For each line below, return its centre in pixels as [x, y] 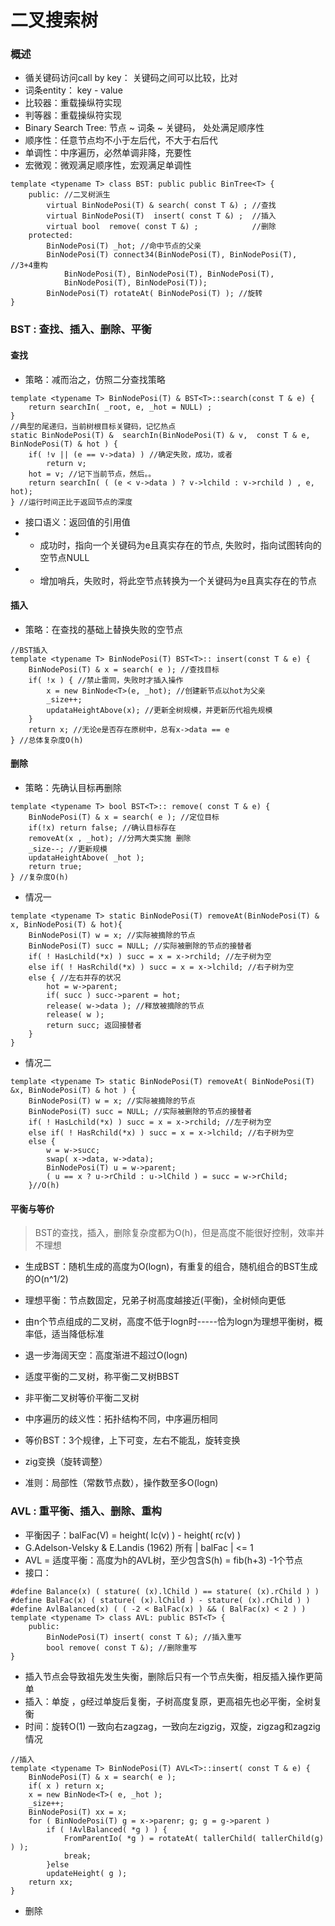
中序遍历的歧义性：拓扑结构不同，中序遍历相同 [121, 1419]
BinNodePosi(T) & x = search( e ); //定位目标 [124, 817]
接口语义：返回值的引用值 [77, 522]
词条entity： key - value [73, 90]
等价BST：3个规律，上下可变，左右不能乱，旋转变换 [132, 1440]
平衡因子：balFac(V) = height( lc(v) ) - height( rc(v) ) [133, 1535]
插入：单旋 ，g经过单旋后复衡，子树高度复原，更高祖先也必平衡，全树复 [173, 1701]
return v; [66, 463]
